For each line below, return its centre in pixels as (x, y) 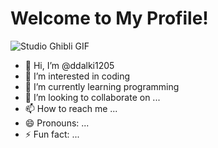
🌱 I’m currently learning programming (102, 86)
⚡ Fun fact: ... (52, 134)
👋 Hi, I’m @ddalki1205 (69, 65)
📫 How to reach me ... (71, 108)
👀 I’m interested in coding (77, 76)
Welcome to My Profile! (109, 18)
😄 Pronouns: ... (57, 123)
